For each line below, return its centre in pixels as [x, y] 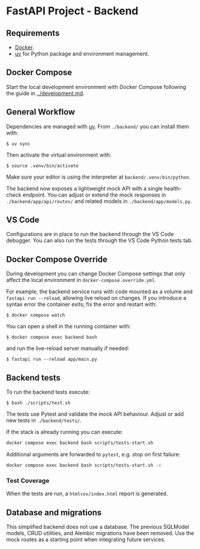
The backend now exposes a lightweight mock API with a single [84, 188]
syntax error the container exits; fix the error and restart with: [81, 304]
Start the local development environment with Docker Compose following [96, 87]
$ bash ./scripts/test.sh [38, 403]
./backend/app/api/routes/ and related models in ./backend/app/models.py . [99, 201]
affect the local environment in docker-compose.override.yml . [81, 280]
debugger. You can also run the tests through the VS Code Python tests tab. [99, 241]
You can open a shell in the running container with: [69, 326]
